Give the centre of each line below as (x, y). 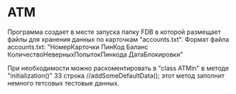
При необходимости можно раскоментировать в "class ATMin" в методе (118, 68)
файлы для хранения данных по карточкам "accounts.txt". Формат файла (118, 39)
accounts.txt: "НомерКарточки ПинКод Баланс (78, 47)
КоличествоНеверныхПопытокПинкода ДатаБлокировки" (95, 54)
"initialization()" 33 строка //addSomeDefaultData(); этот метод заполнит (116, 76)
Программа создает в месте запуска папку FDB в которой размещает (114, 32)
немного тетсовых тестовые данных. (63, 83)
